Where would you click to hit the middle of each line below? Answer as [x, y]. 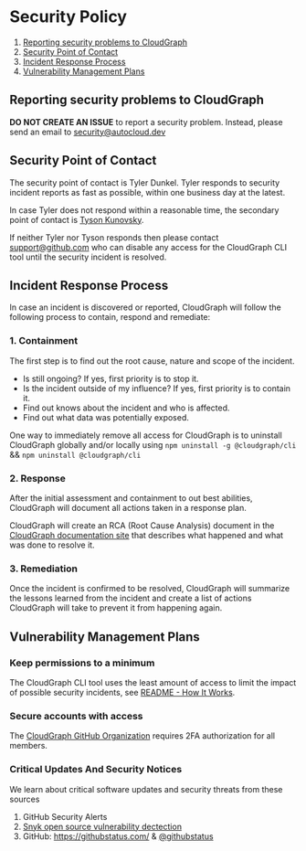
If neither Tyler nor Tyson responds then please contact [114, 237]
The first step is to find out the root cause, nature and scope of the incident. [152, 361]
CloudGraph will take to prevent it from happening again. [116, 608]
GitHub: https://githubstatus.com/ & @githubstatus [118, 836]
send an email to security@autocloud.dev [88, 132]
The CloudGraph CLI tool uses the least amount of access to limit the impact [153, 682]
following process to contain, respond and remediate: [110, 317]
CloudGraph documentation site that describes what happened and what [147, 535]
